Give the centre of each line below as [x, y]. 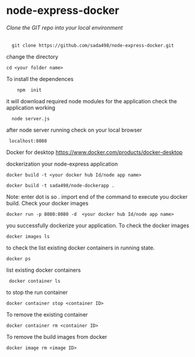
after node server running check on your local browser [74, 130]
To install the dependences [40, 79]
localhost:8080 [28, 141]
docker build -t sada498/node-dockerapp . [60, 186]
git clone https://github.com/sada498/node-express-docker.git [93, 46]
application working [31, 108]
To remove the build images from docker [57, 337]
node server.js [31, 119]
